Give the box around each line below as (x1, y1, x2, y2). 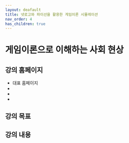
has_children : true (5, 21, 46, 26)
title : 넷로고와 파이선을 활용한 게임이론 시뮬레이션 (5, 12, 98, 17)
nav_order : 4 (5, 16, 32, 21)
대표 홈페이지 (12, 80, 38, 86)
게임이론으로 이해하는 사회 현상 (5, 44, 124, 55)
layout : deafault (5, 7, 41, 12)
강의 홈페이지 (5, 65, 43, 74)
